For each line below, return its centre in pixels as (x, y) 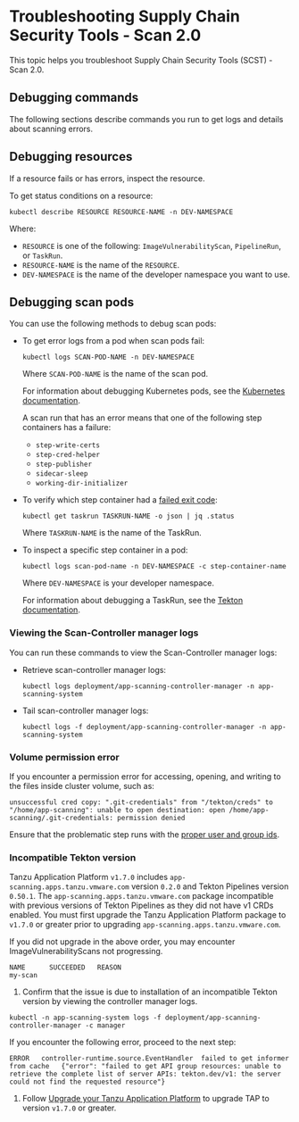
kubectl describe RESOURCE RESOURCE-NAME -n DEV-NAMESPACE (121, 212)
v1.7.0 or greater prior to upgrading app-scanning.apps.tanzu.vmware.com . (145, 925)
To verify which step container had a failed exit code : (120, 500)
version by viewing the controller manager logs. (110, 1001)
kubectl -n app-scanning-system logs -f (86, 1018)
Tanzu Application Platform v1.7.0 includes (88, 877)
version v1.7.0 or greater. (69, 1108)
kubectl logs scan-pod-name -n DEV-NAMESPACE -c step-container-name (154, 567)
